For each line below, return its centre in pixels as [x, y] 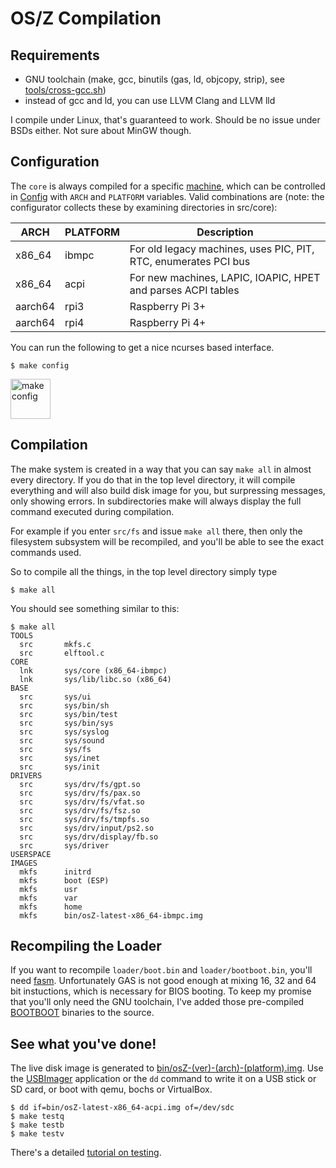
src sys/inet [60, 758]
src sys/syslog [64, 732]
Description [225, 232]
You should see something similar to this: [95, 608]
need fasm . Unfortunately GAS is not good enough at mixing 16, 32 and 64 [163, 981]
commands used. [46, 552]
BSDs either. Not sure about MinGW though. [101, 130]
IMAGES [24, 863]
